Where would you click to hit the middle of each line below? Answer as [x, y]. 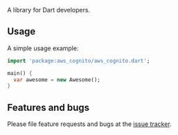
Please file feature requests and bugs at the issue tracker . [89, 124]
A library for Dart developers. [49, 10]
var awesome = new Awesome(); [57, 80]
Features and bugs [48, 107]
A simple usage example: [43, 48]
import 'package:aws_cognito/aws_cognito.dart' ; [79, 61]
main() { [20, 73]
